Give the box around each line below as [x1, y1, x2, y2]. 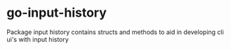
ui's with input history [6, 35, 70, 43]
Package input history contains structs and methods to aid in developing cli [6, 28, 224, 36]
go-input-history [6, 5, 107, 21]
